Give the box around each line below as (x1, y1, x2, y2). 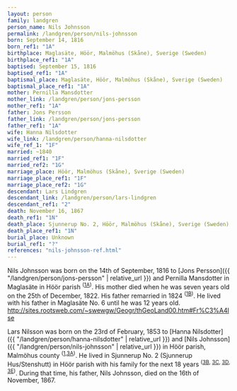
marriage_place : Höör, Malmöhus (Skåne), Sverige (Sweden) (7, 168, 185, 175)
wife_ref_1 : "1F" (7, 142, 59, 149)
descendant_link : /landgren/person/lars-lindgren (7, 194, 157, 202)
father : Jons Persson (7, 109, 71, 116)
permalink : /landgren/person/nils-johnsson (7, 30, 138, 37)
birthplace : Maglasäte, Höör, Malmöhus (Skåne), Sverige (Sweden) (7, 50, 207, 57)
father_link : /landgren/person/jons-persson (7, 115, 141, 122)
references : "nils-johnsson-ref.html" (7, 247, 122, 255)
